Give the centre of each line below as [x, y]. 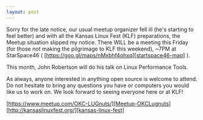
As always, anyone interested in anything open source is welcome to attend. [102, 79]
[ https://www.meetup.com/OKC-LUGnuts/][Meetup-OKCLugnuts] [89, 104]
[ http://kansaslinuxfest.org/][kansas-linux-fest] [66, 110]
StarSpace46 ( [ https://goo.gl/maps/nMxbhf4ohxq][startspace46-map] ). [98, 55]
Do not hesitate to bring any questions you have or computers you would [98, 85]
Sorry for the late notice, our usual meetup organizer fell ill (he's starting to [100, 29]
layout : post [23, 12]
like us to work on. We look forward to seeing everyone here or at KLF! [95, 91]
